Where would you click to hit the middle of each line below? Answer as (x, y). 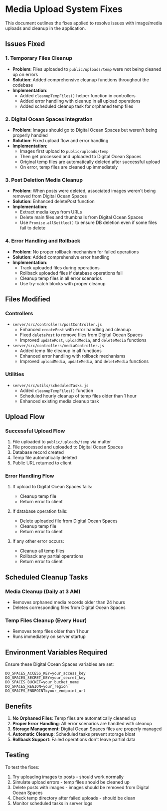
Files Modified (28, 299)
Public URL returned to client (42, 463)
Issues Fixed (25, 44)
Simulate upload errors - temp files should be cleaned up (71, 782)
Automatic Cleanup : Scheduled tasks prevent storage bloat (74, 734)
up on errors (25, 74)
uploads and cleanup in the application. (46, 28)
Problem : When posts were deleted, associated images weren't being (84, 191)
